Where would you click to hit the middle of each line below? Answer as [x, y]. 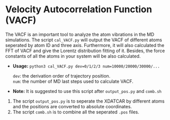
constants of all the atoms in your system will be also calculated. [73, 56]
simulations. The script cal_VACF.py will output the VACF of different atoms [84, 40]
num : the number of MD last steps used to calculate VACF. [73, 81]
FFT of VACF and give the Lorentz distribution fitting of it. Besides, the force [85, 51]
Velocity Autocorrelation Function [79, 9]
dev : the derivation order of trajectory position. [62, 76]
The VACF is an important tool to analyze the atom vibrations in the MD [80, 34]
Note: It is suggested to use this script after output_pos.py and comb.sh [87, 91]
